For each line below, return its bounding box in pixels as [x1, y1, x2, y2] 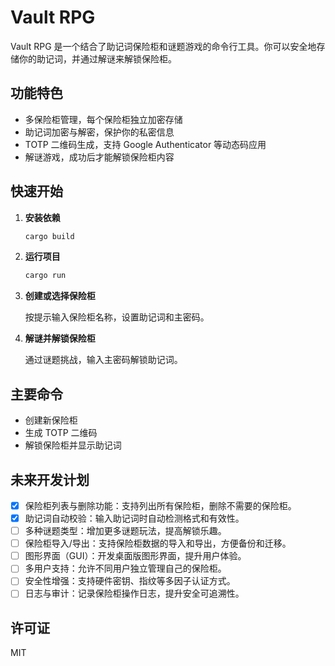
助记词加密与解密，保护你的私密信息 [24, 126, 175, 138]
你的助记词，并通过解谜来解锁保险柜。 [18, 52, 177, 65]
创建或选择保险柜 [24, 290, 96, 302]
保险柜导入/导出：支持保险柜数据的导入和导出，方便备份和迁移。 [24, 537, 292, 550]
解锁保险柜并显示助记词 [24, 439, 122, 451]
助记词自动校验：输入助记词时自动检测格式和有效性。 [24, 512, 245, 524]
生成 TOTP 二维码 [24, 427, 98, 439]
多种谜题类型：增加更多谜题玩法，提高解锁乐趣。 [24, 525, 227, 537]
